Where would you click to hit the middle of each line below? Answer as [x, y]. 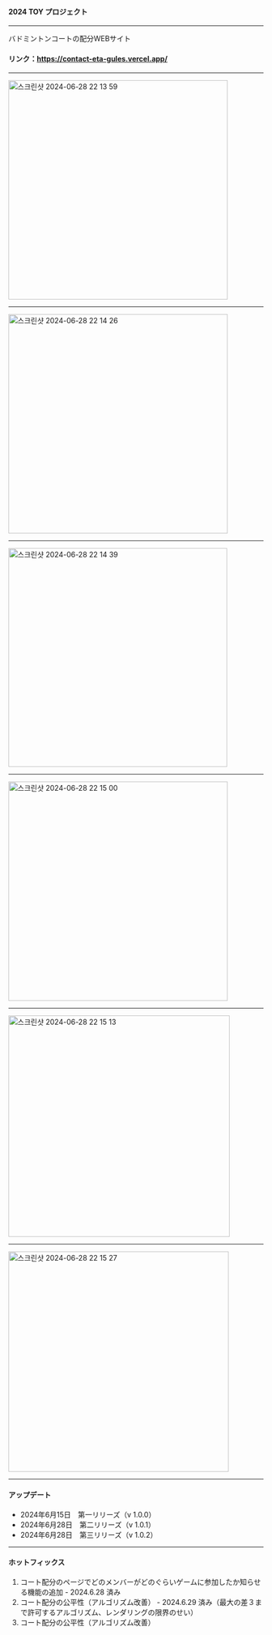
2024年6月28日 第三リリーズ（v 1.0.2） [89, 1535]
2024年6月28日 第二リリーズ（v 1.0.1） [87, 1524]
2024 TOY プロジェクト [48, 11]
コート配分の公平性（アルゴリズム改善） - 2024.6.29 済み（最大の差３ [138, 1602]
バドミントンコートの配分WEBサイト [70, 39]
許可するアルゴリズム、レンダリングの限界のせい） [113, 1612]
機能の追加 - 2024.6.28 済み [74, 1592]
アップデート [30, 1495]
